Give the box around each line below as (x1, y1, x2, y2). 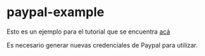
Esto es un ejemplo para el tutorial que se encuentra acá (6, 27, 170, 36)
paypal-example (6, 4, 105, 20)
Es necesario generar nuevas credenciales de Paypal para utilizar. (6, 41, 198, 49)
